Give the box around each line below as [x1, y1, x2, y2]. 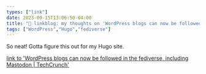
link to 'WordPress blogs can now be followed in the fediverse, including [6, 54, 189, 62]
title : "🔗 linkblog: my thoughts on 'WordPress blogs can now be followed [6, 20, 202, 26]
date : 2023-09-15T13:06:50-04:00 [6, 15, 92, 21]
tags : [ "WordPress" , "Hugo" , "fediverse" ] [6, 26, 112, 32]
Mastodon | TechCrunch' [6, 61, 69, 68]
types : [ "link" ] [6, 9, 48, 15]
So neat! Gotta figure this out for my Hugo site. [6, 43, 124, 50]
